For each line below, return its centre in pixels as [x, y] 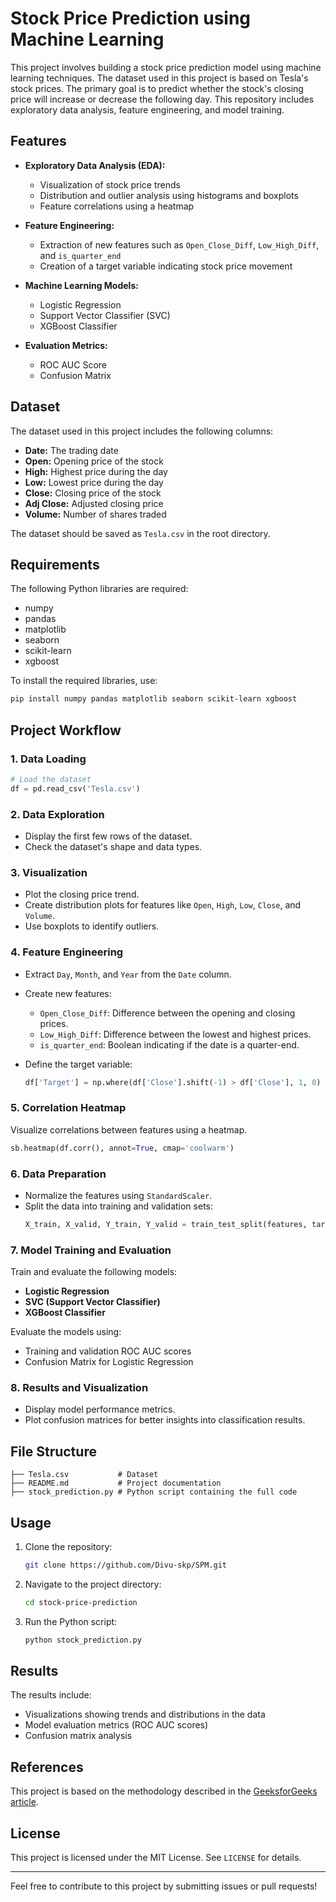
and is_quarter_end [80, 255]
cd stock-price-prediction [81, 1602]
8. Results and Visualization [79, 1388]
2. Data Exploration [57, 814]
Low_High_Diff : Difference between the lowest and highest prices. [175, 1034]
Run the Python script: [71, 1621]
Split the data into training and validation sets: [118, 1206]
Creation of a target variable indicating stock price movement [166, 266]
